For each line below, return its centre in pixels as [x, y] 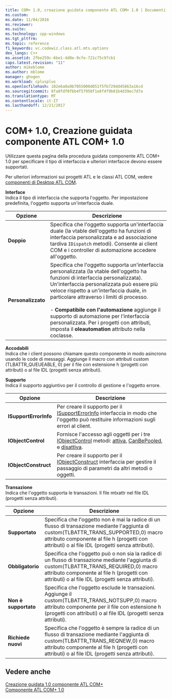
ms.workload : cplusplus [31, 82]
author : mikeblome [25, 67]
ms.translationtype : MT [31, 96]
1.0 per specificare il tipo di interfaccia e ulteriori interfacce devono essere [84, 162]
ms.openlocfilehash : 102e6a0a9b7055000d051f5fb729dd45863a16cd [74, 86]
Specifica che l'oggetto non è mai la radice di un [102, 520]
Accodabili [17, 348]
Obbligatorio [24, 567]
